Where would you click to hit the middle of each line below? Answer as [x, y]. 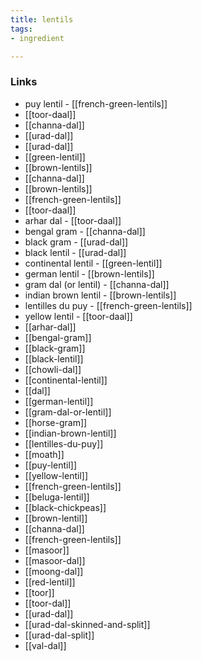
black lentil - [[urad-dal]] [75, 252]
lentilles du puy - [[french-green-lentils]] [108, 305]
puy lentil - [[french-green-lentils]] [96, 103]
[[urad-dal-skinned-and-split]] [87, 624]
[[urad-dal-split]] [59, 635]
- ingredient [37, 38]
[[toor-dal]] [48, 603]
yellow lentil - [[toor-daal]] [78, 316]
